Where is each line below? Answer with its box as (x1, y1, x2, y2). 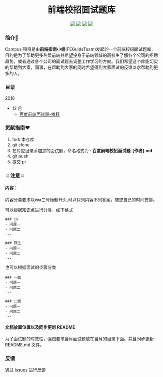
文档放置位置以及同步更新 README (5, 324, 76, 330)
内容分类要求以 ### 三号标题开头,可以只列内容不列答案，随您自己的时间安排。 (5, 197, 158, 203)
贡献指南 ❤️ (5, 125, 31, 131)
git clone (12, 141, 30, 148)
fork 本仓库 (12, 136, 35, 142)
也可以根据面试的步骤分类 (5, 264, 56, 270)
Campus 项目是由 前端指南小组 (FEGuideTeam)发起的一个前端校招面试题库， (5, 47, 156, 52)
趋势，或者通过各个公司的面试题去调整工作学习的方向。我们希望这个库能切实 (5, 59, 158, 64)
